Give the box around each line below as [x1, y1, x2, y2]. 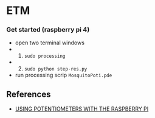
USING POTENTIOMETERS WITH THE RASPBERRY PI [15, 105, 149, 113]
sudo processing [24, 53, 66, 60]
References [6, 89, 51, 99]
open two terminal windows [15, 39, 85, 46]
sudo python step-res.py [24, 66, 88, 72]
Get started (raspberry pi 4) [6, 26, 90, 34]
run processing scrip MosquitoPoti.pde [15, 71, 112, 79]
